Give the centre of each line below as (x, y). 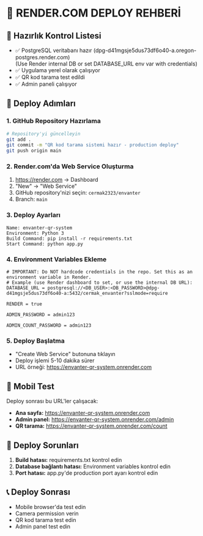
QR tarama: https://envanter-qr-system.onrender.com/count (91, 426)
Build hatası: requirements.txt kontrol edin (68, 460)
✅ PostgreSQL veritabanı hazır (54, 50)
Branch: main (31, 199)
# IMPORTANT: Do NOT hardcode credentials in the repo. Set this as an (99, 272)
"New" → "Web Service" (46, 186)
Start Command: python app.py (45, 244)
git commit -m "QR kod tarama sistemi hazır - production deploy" (93, 145)
